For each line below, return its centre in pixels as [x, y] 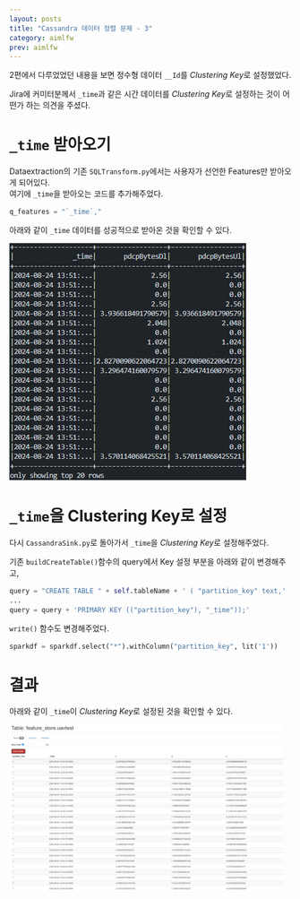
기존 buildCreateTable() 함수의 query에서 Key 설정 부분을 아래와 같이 [132, 562]
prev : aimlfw [34, 48]
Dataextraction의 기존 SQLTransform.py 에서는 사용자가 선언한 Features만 [139, 171]
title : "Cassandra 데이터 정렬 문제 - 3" [81, 28]
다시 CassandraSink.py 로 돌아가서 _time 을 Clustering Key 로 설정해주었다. [139, 543]
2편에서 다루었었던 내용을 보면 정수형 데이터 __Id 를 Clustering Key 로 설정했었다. [150, 75]
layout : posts [36, 19]
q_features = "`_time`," [56, 212]
